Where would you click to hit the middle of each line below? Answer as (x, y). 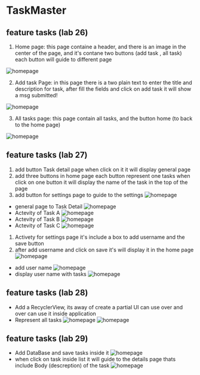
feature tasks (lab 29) (47, 339)
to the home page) (38, 125)
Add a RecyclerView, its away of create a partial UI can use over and (99, 307)
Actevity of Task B (37, 219)
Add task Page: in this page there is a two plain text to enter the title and (103, 82)
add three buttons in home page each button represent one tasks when (102, 176)
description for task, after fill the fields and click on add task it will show (103, 89)
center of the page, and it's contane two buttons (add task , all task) (98, 53)
